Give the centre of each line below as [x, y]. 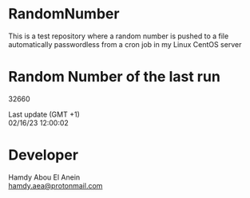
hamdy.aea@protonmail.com [56, 185]
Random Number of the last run [115, 77]
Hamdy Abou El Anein [44, 177]
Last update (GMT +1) [44, 114]
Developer [43, 155]
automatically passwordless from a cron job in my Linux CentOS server [125, 44]
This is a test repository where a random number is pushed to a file [119, 36]
